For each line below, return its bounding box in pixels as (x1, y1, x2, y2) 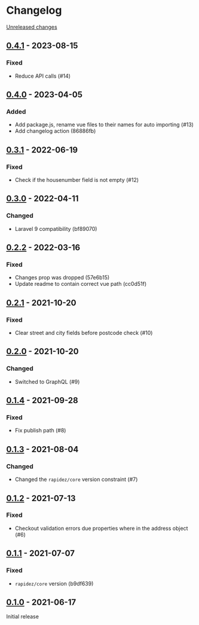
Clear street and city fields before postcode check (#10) (14, 330, 153, 337)
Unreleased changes (6, 23, 58, 31)
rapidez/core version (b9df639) (14, 580, 94, 587)
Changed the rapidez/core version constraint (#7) (14, 476, 138, 483)
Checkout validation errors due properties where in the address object (14, 525, 188, 532)
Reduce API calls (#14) (14, 72, 71, 80)
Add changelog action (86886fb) (14, 127, 96, 135)
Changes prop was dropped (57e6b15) (14, 274, 110, 281)
